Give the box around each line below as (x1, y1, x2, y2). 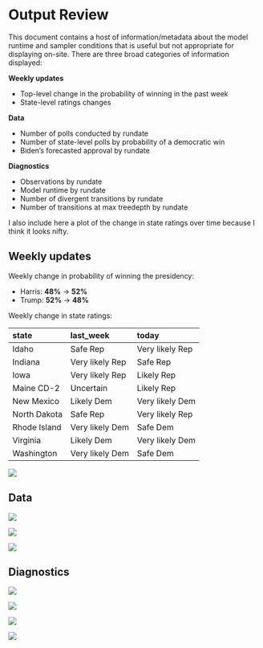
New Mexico (12, 395, 60, 406)
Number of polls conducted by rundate (19, 128, 149, 138)
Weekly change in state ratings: (8, 311, 112, 320)
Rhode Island (12, 422, 62, 433)
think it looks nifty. (8, 226, 69, 236)
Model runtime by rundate (19, 185, 107, 194)
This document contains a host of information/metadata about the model (8, 32, 249, 42)
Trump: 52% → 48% (19, 295, 90, 304)
